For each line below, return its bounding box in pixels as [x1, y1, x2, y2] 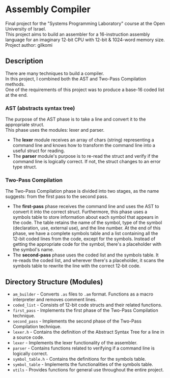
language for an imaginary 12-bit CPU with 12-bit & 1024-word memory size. [5, 37, 165, 43]
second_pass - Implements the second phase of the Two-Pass [12, 318, 141, 324]
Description [5, 57, 43, 66]
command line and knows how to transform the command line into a [12, 142, 155, 149]
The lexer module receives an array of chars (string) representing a [12, 137, 154, 143]
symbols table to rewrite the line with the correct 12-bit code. [12, 263, 141, 269]
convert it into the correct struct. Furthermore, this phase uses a [12, 209, 148, 215]
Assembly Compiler [5, 4, 91, 15]
